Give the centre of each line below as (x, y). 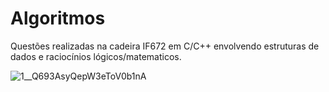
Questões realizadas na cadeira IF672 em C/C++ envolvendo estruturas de (165, 46)
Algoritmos (58, 18)
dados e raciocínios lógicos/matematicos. (96, 56)
